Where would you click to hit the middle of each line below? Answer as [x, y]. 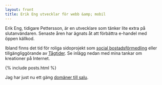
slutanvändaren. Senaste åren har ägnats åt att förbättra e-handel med [76, 33]
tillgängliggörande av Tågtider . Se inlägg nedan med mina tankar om [74, 53]
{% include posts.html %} [31, 68]
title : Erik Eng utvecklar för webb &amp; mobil [55, 14]
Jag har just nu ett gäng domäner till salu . [47, 77]
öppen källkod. [20, 38]
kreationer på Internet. [28, 58]
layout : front [20, 10]
